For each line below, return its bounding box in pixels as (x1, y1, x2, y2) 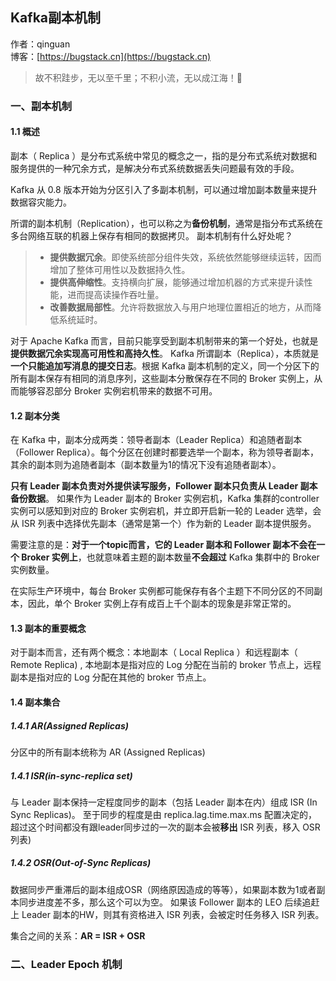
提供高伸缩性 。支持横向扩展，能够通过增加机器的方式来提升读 (49, 276, 305, 288)
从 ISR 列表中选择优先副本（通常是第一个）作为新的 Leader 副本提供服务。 (10, 518, 317, 530)
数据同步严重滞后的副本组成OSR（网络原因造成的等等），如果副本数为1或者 (10, 883, 317, 895)
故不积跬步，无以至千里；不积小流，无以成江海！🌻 (34, 71, 243, 83)
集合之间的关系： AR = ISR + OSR (10, 929, 146, 942)
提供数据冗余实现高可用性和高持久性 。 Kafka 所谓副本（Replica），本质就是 (10, 347, 320, 359)
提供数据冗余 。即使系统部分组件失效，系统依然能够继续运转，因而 (49, 251, 322, 263)
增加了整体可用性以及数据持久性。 (49, 263, 191, 275)
